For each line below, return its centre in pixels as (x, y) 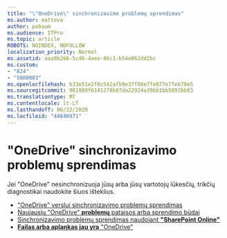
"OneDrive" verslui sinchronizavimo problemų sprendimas (100, 205)
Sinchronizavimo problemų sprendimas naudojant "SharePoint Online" (118, 219)
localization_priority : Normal (52, 52)
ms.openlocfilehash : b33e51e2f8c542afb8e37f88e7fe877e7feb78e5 (100, 84)
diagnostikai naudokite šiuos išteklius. (61, 191)
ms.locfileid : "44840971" (44, 116)
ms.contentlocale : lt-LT (43, 103)
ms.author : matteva (35, 20)
